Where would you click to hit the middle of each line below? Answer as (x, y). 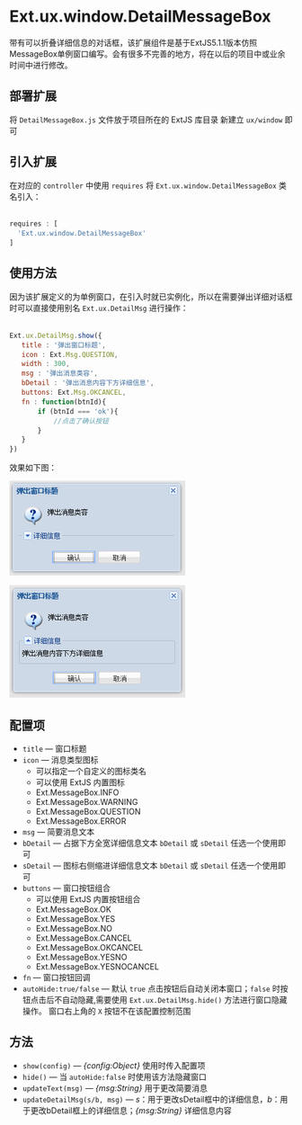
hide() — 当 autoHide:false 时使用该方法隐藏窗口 (114, 1076)
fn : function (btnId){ (63, 402)
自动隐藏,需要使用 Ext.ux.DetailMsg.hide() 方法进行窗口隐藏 (174, 999)
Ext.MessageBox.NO (74, 928)
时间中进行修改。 (41, 65)
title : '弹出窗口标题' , (63, 345)
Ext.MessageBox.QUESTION (88, 811)
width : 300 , (45, 364)
